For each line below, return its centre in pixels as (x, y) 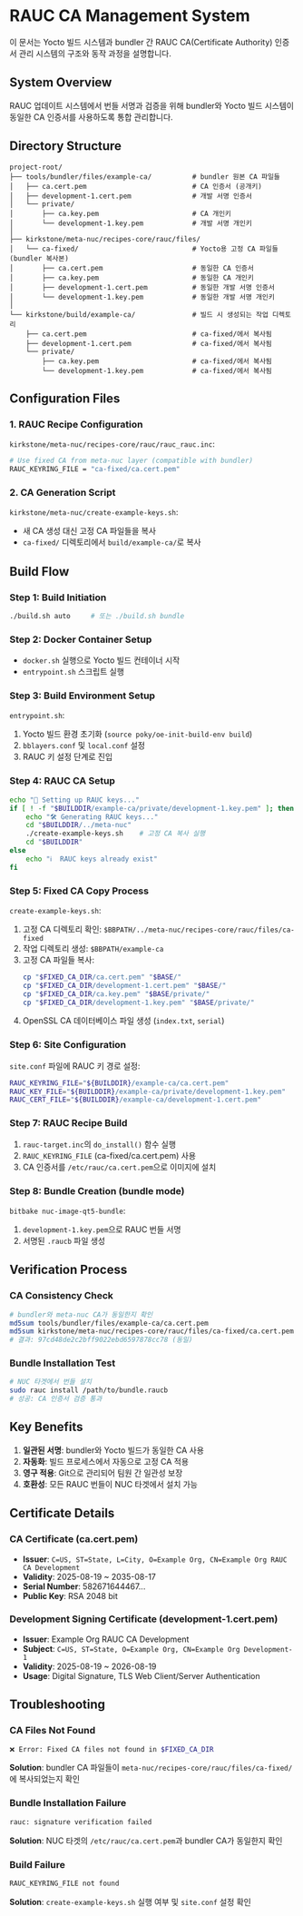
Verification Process (68, 1270)
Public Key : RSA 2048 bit (70, 1595)
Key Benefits (46, 1427)
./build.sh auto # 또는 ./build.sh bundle (97, 616)
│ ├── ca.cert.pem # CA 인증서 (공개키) (136, 186)
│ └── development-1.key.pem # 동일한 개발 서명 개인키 (142, 297)
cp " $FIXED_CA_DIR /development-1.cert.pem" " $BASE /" (124, 985)
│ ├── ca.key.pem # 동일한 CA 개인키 (132, 278)
